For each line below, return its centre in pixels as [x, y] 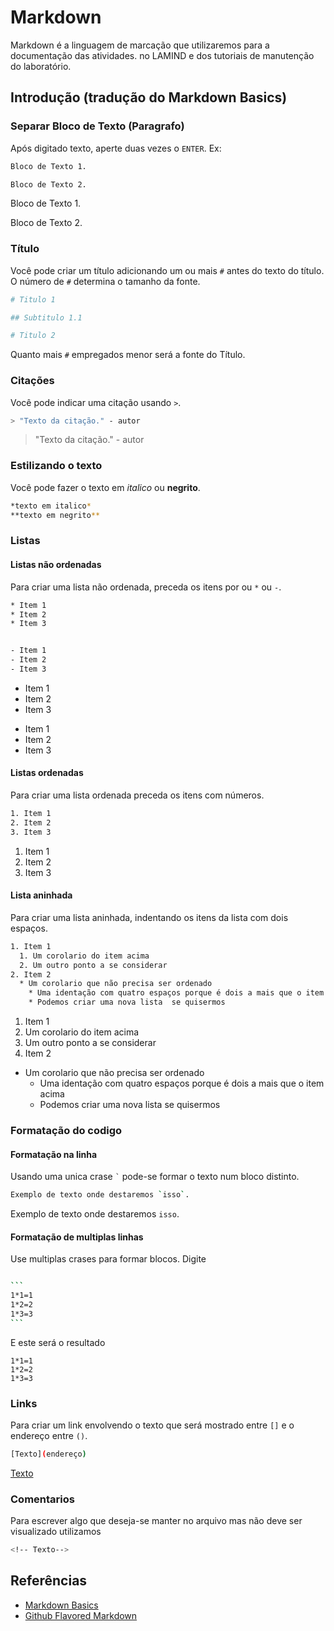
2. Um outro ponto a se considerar [93, 965]
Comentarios [42, 1499]
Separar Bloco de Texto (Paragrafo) [97, 126]
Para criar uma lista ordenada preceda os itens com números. [137, 795]
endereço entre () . [49, 1435]
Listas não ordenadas [56, 565]
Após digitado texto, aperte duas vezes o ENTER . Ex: [116, 148]
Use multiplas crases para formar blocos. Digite [108, 1259]
